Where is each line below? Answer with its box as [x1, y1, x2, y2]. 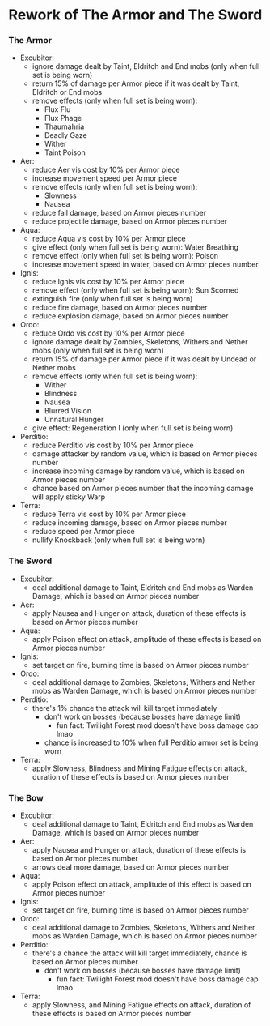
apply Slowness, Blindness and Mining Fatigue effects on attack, [32, 763, 247, 773]
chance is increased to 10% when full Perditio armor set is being [44, 737, 259, 747]
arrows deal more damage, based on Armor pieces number [32, 862, 230, 872]
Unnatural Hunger [44, 415, 104, 425]
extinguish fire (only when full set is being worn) [32, 294, 193, 304]
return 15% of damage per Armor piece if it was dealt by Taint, [32, 79, 240, 88]
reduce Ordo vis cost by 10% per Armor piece [32, 328, 185, 338]
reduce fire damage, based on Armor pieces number [32, 302, 208, 313]
